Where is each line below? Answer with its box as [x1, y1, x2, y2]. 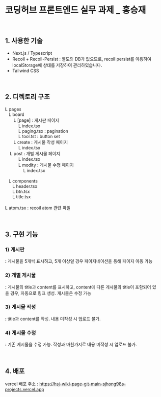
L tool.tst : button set [18, 133, 60, 139]
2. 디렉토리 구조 [5, 93, 50, 101]
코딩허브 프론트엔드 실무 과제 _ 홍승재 [5, 4, 146, 16]
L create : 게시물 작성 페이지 [13, 139, 68, 145]
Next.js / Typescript [12, 50, 53, 56]
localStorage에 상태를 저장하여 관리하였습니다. [12, 62, 102, 68]
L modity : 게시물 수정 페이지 [18, 162, 74, 168]
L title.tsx [12, 193, 31, 200]
